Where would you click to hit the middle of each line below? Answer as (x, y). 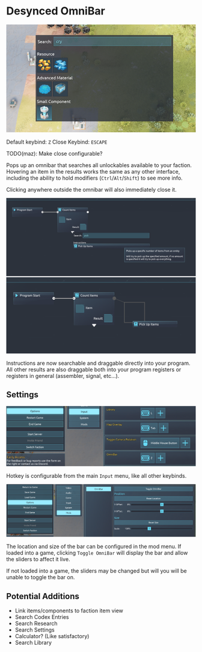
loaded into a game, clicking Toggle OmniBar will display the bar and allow (97, 553)
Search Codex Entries (42, 617)
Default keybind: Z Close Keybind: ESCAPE (57, 142)
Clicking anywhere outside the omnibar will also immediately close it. (91, 189)
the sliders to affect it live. (38, 559)
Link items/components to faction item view (69, 611)
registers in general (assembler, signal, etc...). (63, 376)
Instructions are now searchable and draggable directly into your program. (98, 363)
